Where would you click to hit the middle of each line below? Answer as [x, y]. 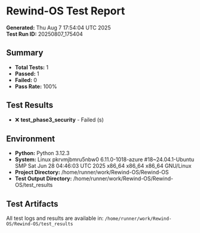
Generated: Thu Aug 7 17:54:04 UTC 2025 [59, 28]
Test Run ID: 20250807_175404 [45, 34]
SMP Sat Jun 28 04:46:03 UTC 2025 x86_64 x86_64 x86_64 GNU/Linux [103, 166]
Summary [25, 53]
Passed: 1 [27, 74]
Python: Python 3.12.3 [42, 153]
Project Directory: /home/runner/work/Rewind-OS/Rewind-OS [92, 173]
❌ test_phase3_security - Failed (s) [59, 119]
